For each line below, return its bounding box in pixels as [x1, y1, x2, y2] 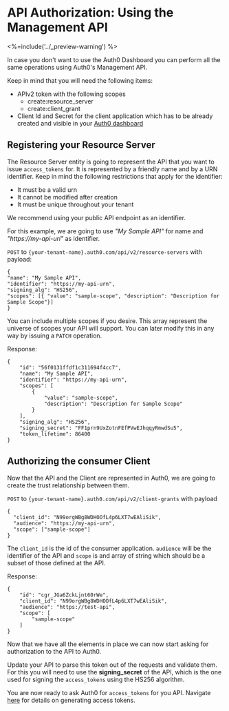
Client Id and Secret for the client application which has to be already [17, 112, 213, 120]
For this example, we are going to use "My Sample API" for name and [7, 226, 204, 235]
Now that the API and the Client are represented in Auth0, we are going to [7, 474, 216, 482]
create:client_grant [27, 104, 81, 113]
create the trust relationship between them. [7, 481, 129, 489]
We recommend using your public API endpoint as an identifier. [7, 213, 186, 222]
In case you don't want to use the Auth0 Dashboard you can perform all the [7, 55, 221, 64]
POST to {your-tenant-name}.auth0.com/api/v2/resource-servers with [7, 247, 203, 256]
